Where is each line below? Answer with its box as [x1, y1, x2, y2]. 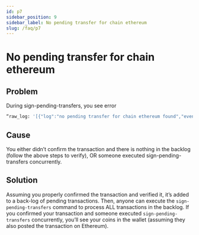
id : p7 [6, 8, 23, 15]
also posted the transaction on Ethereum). [6, 222, 109, 229]
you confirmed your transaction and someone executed [6, 210, 142, 217]
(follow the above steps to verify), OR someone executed [6, 152, 145, 159]
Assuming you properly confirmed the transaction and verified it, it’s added [6, 191, 190, 198]
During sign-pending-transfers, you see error [6, 102, 117, 109]
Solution [6, 175, 38, 185]
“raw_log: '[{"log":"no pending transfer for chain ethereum [6, 113, 161, 120]
